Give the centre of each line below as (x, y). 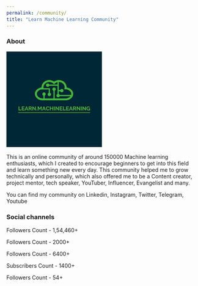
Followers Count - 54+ (35, 277)
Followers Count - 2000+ (38, 242)
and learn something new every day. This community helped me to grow (97, 170)
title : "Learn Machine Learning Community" (63, 19)
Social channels (31, 217)
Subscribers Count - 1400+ (41, 266)
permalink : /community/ (37, 13)
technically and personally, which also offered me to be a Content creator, (99, 176)
